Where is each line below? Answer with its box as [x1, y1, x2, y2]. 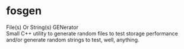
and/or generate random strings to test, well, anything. [6, 36, 139, 43]
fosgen [6, 4, 42, 18]
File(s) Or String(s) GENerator [6, 24, 79, 31]
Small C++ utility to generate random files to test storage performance [6, 30, 178, 37]
